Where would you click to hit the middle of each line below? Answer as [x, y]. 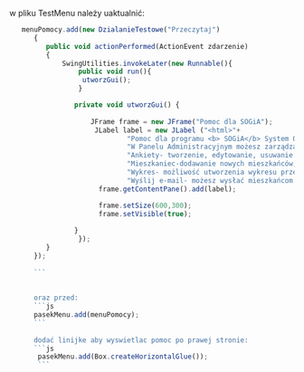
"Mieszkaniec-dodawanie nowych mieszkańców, [212, 164]
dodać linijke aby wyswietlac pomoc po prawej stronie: [141, 340]
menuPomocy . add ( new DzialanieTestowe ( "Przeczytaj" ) [121, 30]
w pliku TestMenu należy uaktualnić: [77, 13]
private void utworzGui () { [127, 105]
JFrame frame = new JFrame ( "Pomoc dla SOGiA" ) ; [181, 121]
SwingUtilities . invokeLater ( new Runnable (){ [147, 63]
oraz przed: [56, 298]
